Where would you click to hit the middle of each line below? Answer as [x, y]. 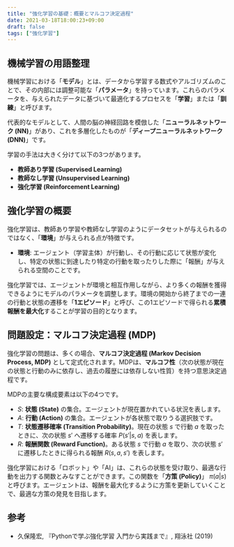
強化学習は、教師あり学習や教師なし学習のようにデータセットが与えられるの [117, 229]
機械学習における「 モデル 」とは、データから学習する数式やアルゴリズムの [114, 82]
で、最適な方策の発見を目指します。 [59, 493]
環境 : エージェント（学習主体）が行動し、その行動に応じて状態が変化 [117, 253]
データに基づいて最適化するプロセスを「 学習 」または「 [141, 99]
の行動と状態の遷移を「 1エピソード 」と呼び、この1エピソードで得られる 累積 [117, 302]
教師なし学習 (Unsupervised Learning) [73, 178]
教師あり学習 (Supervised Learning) [70, 170]
